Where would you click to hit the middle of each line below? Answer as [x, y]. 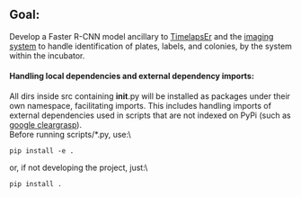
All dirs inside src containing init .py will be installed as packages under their [150, 96]
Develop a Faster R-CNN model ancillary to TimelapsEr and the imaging [142, 36]
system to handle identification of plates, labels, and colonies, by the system [150, 46]
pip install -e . [42, 151]
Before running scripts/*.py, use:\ [71, 135]
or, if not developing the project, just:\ [79, 168]
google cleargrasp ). [46, 125]
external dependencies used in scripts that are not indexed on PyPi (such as [150, 115]
